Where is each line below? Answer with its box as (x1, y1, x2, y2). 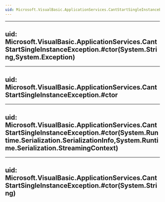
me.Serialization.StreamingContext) (5, 144, 119, 152)
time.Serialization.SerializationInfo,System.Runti (5, 136, 159, 144)
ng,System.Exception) (5, 53, 75, 61)
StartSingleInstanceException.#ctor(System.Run (5, 128, 159, 137)
